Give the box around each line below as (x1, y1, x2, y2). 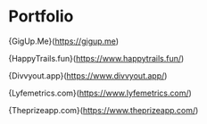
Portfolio (8, 6, 74, 27)
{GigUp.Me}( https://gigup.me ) (8, 36, 120, 46)
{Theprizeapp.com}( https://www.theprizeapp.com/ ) (8, 104, 199, 115)
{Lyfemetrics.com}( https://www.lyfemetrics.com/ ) (8, 87, 193, 98)
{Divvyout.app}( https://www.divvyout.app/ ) (8, 70, 168, 81)
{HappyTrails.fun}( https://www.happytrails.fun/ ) (8, 53, 185, 63)
